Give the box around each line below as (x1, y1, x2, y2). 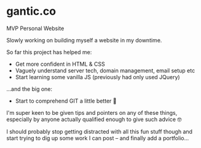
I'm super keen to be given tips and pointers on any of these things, (6, 109, 178, 116)
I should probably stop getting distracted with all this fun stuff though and (6, 128, 192, 135)
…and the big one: (6, 85, 53, 93)
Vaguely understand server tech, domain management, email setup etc (15, 66, 195, 74)
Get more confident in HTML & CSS (15, 60, 106, 68)
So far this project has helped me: (6, 48, 92, 56)
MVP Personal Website (6, 25, 65, 32)
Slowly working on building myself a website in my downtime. (6, 36, 162, 44)
